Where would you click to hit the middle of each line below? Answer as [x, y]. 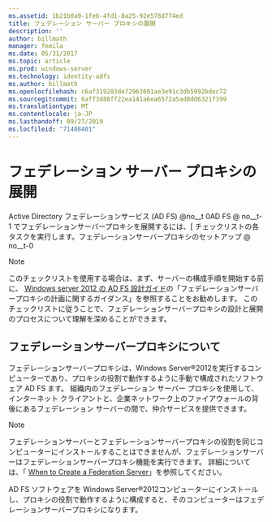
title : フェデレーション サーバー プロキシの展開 [82, 24]
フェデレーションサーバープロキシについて [114, 347]
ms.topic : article [39, 62]
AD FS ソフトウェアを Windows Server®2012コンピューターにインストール [134, 489]
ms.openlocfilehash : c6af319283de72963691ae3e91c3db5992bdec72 [118, 91]
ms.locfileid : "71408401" [52, 129]
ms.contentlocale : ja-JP [50, 114]
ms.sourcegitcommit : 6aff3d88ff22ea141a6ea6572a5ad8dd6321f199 [118, 99]
